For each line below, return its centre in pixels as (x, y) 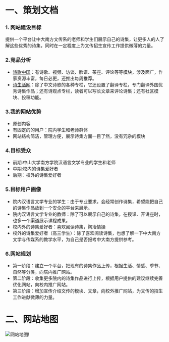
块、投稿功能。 (28, 97)
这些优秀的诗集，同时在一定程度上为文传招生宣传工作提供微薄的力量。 (82, 45)
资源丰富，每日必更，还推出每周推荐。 (57, 78)
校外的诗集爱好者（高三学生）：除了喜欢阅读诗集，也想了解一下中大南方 (87, 233)
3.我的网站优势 (23, 112)
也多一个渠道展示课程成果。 (41, 220)
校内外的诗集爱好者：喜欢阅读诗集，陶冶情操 (59, 227)
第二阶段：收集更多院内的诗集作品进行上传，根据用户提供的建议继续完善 (88, 278)
